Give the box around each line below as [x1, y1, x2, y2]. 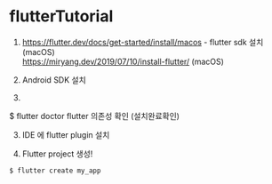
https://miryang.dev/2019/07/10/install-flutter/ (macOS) [21, 56, 225, 67]
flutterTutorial [9, 6, 114, 27]
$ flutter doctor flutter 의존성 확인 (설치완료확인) [9, 110, 180, 121]
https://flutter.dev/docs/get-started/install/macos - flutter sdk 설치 [21, 36, 264, 47]
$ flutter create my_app [9, 166, 101, 175]
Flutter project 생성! [21, 148, 93, 159]
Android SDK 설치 [21, 74, 86, 85]
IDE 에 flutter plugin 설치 [21, 129, 110, 140]
